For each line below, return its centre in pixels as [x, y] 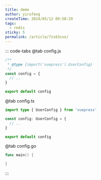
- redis [17, 28]
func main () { [20, 155]
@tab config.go [21, 146]
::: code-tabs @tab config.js [33, 51]
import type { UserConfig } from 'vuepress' [51, 110]
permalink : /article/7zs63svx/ [37, 37]
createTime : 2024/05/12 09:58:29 [39, 19]
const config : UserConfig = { [36, 119]
